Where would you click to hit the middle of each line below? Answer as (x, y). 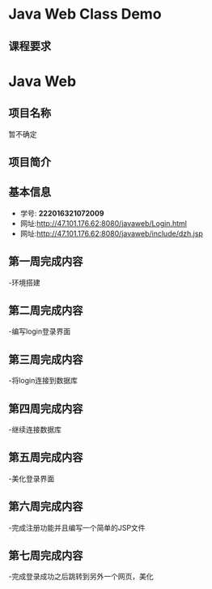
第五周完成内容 (46, 457)
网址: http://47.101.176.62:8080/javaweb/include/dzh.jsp (112, 233)
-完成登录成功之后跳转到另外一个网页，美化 (81, 577)
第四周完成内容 (46, 409)
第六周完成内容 (46, 507)
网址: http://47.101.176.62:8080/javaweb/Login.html (104, 223)
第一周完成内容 (46, 261)
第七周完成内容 (46, 556)
